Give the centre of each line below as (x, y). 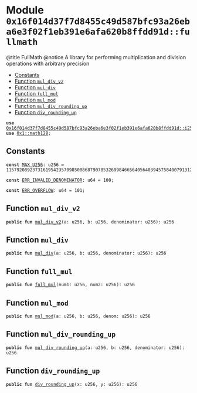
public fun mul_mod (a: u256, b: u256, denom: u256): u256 (78, 316)
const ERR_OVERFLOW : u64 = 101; (45, 190)
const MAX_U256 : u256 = (35, 165)
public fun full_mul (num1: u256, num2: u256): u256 (70, 285)
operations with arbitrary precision (48, 63)
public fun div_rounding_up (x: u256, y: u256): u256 (72, 384)
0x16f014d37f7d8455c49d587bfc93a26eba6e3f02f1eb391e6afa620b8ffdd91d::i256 (101, 128)
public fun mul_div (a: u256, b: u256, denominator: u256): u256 (86, 253)
